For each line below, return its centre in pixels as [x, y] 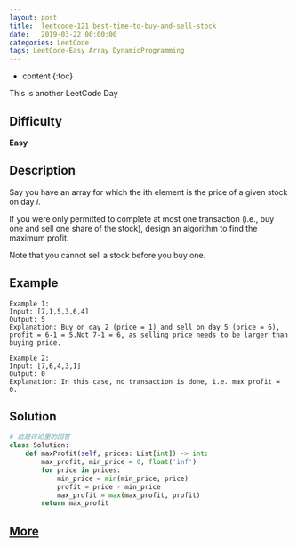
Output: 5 [28, 319]
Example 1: [29, 304]
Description [42, 171]
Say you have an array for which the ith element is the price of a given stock [148, 192]
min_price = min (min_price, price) [123, 478]
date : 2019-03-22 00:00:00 [63, 34]
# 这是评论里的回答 [40, 437]
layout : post [33, 17]
